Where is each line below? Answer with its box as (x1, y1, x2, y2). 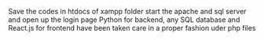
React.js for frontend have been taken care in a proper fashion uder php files (8, 24, 256, 32)
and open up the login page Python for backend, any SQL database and (8, 15, 240, 24)
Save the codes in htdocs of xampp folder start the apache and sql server (8, 7, 247, 16)
